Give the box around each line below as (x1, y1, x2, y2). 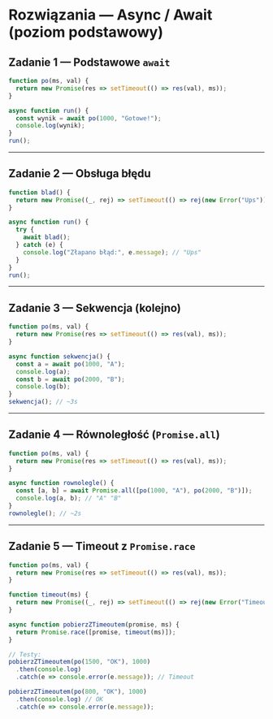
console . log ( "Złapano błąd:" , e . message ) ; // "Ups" (23, 248, 201, 257)
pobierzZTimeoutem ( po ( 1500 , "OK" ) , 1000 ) (8, 658, 151, 666)
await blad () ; (23, 233, 71, 241)
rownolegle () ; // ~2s (8, 509, 82, 518)
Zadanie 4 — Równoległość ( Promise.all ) (8, 428, 221, 442)
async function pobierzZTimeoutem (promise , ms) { (8, 620, 180, 629)
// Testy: (8, 650, 42, 659)
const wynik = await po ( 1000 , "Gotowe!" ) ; (15, 114, 162, 123)
